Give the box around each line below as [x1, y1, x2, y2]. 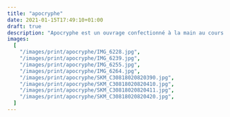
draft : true [7, 23, 41, 30]
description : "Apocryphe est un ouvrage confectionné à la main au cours [7, 29, 224, 36]
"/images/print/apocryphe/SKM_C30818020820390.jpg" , [19, 74, 175, 81]
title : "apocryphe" [7, 10, 64, 17]
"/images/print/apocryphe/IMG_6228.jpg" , [19, 49, 140, 56]
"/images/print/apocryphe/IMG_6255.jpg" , [19, 61, 140, 68]
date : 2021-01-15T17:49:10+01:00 [7, 17, 104, 23]
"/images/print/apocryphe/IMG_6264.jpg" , [19, 67, 140, 74]
